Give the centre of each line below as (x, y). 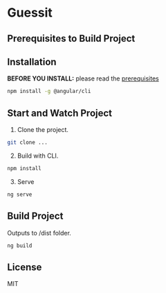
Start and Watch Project (60, 113)
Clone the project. (43, 130)
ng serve (20, 194)
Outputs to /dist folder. (39, 233)
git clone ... (28, 143)
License (25, 267)
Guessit (30, 13)
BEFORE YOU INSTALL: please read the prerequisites (83, 78)
